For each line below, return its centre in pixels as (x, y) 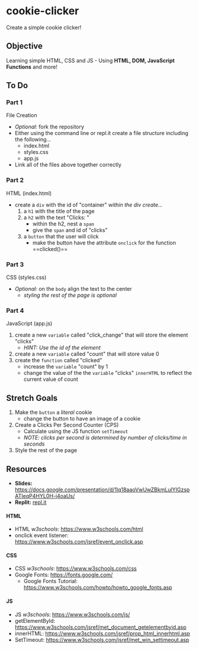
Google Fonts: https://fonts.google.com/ (64, 575)
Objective (25, 46)
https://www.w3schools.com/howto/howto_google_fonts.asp (98, 588)
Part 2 (15, 180)
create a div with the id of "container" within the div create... (89, 205)
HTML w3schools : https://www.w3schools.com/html (79, 529)
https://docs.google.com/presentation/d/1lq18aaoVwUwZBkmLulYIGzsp (102, 490)
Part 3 (15, 264)
